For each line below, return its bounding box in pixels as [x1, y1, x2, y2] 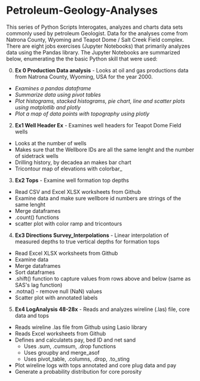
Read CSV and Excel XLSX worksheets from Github [14, 188, 141, 195]
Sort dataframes [14, 269, 56, 276]
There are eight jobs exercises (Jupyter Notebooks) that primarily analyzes [6, 42, 190, 50]
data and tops [14, 312, 50, 319]
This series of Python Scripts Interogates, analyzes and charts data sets [6, 23, 183, 31]
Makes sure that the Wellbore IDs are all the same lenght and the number [14, 146, 195, 153]
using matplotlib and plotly [14, 103, 81, 111]
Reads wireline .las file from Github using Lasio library [14, 324, 147, 331]
